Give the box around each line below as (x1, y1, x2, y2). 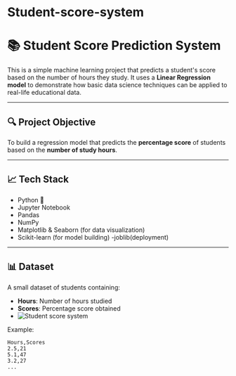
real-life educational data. (7, 89, 82, 97)
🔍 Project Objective (7, 116, 96, 128)
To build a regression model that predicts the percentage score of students (7, 138, 226, 146)
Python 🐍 (17, 195, 44, 204)
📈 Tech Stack (7, 174, 69, 186)
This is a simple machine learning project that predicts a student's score (7, 66, 216, 74)
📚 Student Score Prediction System (7, 38, 221, 53)
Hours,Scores (7, 339, 46, 346)
